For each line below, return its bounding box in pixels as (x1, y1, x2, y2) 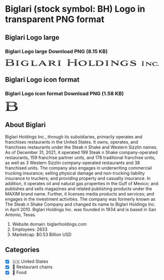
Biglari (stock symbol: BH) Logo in (5, 3, 145, 15)
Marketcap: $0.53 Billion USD (12, 231, 72, 237)
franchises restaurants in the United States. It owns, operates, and (5, 139, 138, 145)
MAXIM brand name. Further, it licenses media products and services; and (5, 191, 155, 196)
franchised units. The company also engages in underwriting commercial (5, 165, 152, 171)
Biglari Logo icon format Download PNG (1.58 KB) (5, 90, 124, 97)
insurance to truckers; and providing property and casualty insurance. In (5, 175, 151, 181)
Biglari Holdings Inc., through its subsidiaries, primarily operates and (5, 133, 143, 140)
